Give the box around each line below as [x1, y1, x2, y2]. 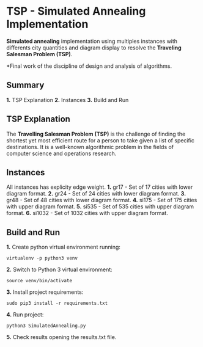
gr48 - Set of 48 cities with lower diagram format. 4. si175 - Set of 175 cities [6, 197, 197, 204]
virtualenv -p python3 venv [6, 255, 78, 261]
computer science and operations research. [6, 150, 117, 157]
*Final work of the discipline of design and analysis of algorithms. [6, 62, 172, 70]
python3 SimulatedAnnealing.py [6, 323, 86, 329]
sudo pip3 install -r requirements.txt [6, 301, 108, 307]
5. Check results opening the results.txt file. [6, 334, 117, 341]
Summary [6, 80, 45, 90]
